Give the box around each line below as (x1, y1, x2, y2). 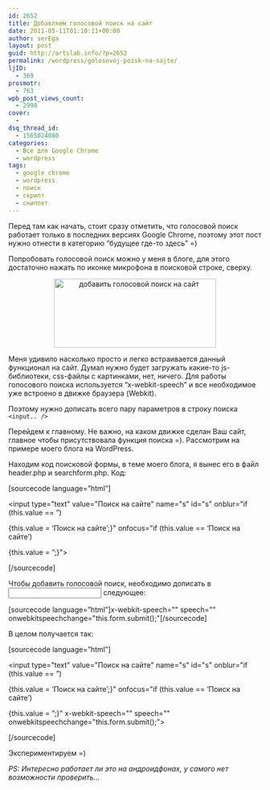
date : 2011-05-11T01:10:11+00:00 (8, 27, 121, 35)
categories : (8, 139, 48, 147)
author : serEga (8, 34, 59, 43)
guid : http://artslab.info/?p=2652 (8, 49, 128, 57)
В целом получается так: (8, 629, 94, 639)
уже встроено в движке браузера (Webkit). (8, 388, 157, 398)
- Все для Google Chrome (15, 147, 99, 155)
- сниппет (15, 199, 48, 207)
